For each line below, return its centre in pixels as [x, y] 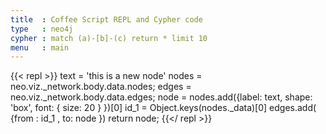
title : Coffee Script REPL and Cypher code [106, 19]
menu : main [40, 47]
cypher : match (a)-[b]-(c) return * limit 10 [109, 38]
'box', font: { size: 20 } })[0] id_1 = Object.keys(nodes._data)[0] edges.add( [163, 108]
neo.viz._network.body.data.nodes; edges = [101, 87]
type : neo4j [42, 29]
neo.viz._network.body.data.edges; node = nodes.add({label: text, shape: [161, 97]
